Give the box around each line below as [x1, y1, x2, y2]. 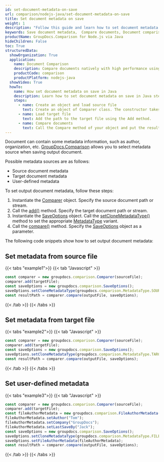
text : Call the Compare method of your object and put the [22, 125, 145, 130]
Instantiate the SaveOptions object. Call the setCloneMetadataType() [12, 213, 150, 219]
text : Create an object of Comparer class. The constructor [22, 107, 147, 112]
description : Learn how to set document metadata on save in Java [14, 93, 152, 98]
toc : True [5, 44, 25, 48]
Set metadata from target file [5, 316, 95, 324]
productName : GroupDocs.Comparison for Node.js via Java [5, 35, 123, 40]
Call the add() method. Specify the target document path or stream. [12, 208, 148, 214]
